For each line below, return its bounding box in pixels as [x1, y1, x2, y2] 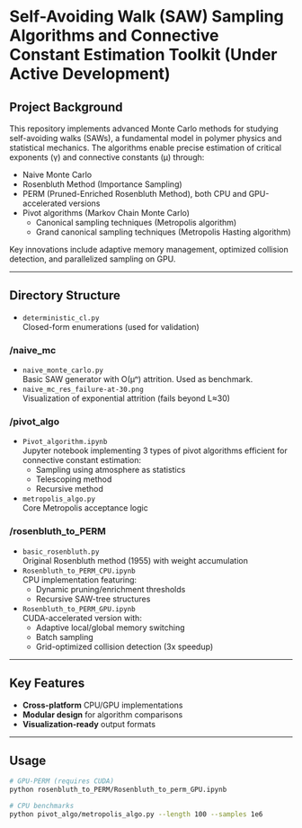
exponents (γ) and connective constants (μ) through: [9, 152, 205, 163]
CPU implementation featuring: [22, 574, 138, 585]
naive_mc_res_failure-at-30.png [22, 385, 144, 395]
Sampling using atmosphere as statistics [35, 465, 186, 476]
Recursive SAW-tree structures [35, 593, 151, 604]
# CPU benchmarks [9, 802, 75, 811]
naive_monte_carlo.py [22, 366, 103, 375]
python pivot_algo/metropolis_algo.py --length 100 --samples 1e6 [9, 809, 263, 819]
